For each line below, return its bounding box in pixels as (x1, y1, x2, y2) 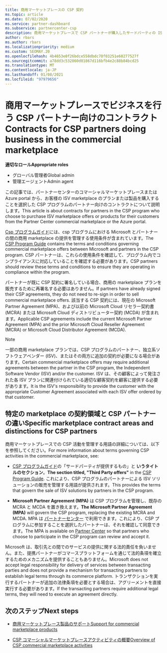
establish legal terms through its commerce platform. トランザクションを (5, 573, 154, 579)
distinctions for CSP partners (5, 427, 97, 436)
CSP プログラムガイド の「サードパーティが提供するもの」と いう (12, 463, 146, 469)
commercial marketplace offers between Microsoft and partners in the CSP (5, 246, 159, 252)
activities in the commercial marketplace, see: (5, 453, 99, 459)
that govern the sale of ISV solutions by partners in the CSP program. (12, 487, 154, 493)
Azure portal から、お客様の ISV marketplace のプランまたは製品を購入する (5, 195, 160, 201)
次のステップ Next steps (5, 607, 79, 615)
